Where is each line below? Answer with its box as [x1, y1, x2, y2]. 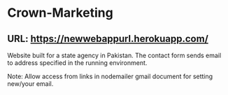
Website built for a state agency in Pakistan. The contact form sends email [7, 51, 222, 59]
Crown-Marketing [7, 5, 113, 21]
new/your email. [7, 80, 54, 88]
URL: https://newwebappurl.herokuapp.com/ [7, 33, 208, 45]
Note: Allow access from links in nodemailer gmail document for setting [7, 72, 213, 80]
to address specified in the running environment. [7, 59, 148, 67]
